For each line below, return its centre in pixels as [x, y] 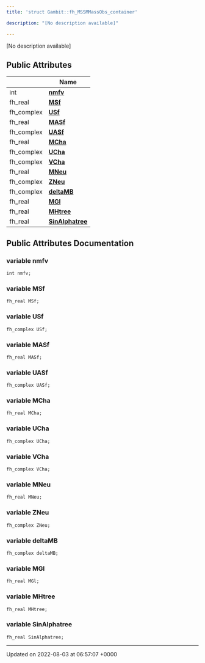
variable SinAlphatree [39, 625]
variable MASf [28, 345]
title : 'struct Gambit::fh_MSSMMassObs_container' [72, 12]
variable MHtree [31, 596]
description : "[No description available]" [63, 23]
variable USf [25, 317]
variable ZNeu [28, 513]
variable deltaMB [32, 540]
